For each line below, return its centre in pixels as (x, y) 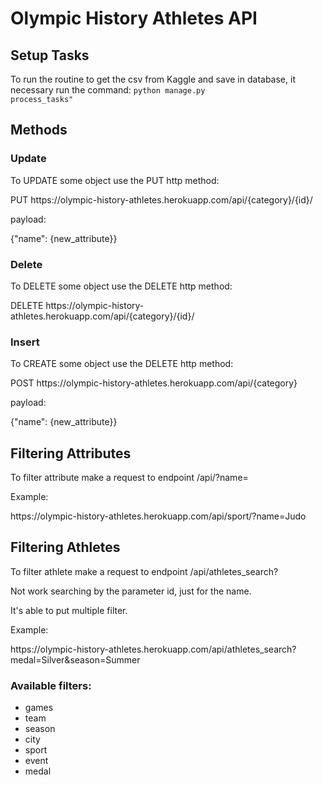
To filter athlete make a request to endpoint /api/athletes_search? (144, 571)
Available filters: (51, 685)
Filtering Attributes (71, 453)
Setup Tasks (50, 55)
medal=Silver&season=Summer (75, 659)
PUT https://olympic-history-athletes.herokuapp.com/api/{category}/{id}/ (161, 199)
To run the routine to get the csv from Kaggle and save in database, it (153, 79)
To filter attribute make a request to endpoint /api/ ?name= (129, 478)
